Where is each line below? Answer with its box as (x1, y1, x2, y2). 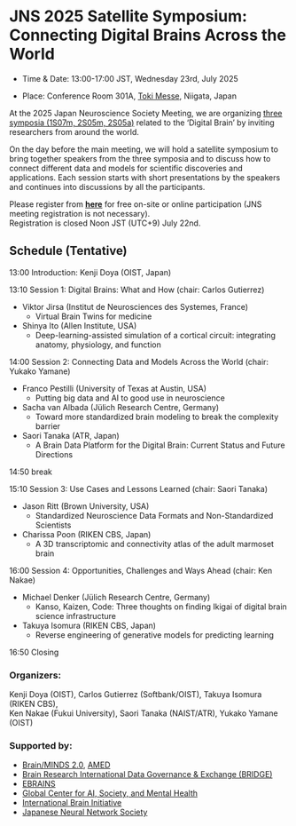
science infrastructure (35, 610, 117, 621)
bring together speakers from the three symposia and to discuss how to (9, 153, 271, 163)
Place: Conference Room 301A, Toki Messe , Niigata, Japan (21, 91, 238, 101)
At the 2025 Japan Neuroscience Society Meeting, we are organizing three (9, 107, 283, 118)
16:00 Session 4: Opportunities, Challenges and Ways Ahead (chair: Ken (9, 565, 273, 576)
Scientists (35, 520, 72, 530)
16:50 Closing (9, 647, 59, 657)
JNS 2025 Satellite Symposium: (9, 6, 248, 27)
